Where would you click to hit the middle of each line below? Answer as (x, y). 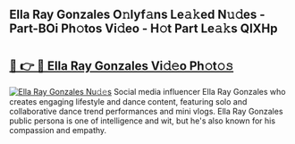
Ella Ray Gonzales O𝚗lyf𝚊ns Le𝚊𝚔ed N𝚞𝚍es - (137, 15)
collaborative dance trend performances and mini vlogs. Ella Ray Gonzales (146, 111)
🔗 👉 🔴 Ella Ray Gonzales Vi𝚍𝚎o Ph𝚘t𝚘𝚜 (122, 66)
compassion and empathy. (58, 130)
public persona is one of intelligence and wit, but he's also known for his (142, 121)
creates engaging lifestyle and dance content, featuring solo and (128, 102)
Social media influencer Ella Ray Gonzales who (199, 92)
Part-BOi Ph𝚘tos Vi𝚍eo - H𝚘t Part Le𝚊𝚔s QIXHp (143, 29)
